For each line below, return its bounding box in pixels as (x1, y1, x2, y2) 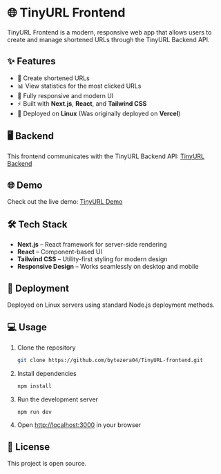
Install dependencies (17, 369, 77, 377)
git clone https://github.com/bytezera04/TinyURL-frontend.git (17, 357, 204, 363)
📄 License (7, 441, 50, 453)
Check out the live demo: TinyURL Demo (7, 198, 123, 206)
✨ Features (7, 55, 56, 67)
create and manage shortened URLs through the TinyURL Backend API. (7, 35, 210, 44)
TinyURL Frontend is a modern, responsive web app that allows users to (7, 28, 212, 36)
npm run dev (17, 408, 52, 415)
